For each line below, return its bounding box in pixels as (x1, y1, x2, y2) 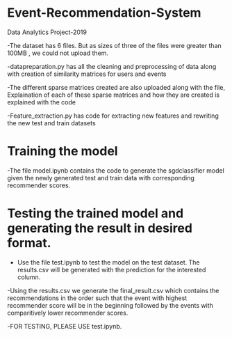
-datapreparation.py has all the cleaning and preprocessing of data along (7, 62, 217, 70)
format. (7, 235, 51, 251)
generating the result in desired (7, 221, 193, 236)
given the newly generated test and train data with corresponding (7, 173, 194, 182)
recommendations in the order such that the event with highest (7, 294, 188, 302)
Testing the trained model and (7, 205, 184, 221)
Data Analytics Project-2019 (7, 28, 87, 36)
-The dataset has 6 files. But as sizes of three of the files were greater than (7, 41, 222, 49)
